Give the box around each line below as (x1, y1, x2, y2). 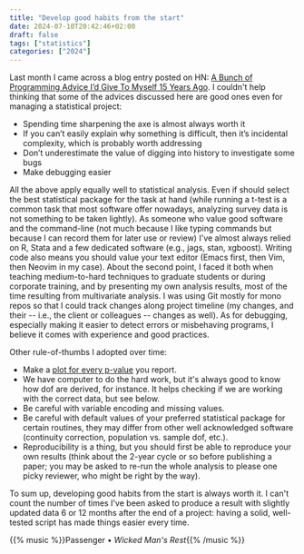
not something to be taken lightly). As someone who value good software (9, 213, 283, 224)
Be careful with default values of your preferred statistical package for (22, 412, 286, 423)
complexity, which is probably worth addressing (22, 138, 202, 149)
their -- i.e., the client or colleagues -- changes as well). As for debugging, (9, 310, 289, 321)
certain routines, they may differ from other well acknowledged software (22, 422, 294, 433)
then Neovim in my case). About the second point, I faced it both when (9, 262, 274, 272)
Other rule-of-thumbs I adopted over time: (9, 347, 168, 358)
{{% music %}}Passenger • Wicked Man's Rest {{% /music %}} (9, 535, 245, 546)
